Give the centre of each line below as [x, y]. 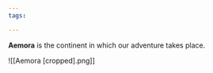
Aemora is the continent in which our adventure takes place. [107, 45]
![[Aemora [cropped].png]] [51, 60]
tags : [17, 15]
